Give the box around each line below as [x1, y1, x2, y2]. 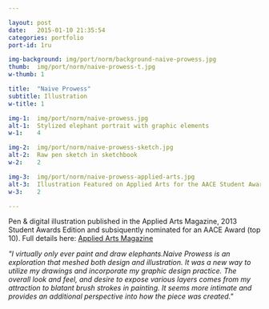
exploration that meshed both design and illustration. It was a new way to [8, 258, 251, 267]
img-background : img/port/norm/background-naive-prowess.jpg [8, 55, 217, 64]
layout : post [8, 18, 52, 26]
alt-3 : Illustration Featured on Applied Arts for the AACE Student [8, 180, 246, 188]
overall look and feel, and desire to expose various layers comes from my [8, 275, 251, 284]
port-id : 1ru [8, 41, 52, 49]
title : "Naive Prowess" [8, 85, 91, 93]
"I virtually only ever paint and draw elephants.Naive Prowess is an [8, 249, 231, 259]
